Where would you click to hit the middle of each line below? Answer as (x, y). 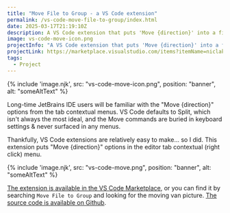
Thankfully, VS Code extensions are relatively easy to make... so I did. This (112, 139)
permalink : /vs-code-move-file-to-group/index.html (82, 20)
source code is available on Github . (57, 202)
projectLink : (26, 52)
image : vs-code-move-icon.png (50, 39)
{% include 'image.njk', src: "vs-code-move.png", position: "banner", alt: (109, 167)
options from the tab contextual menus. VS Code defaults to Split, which (109, 112)
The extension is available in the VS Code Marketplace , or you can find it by (114, 188)
